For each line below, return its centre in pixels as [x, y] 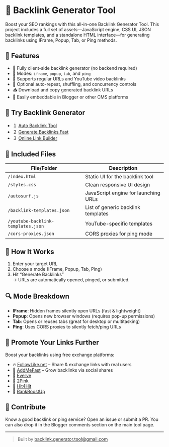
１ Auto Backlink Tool [34, 126]
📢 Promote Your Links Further [52, 343]
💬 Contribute [26, 407]
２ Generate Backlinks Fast [40, 132]
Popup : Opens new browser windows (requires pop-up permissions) [83, 316]
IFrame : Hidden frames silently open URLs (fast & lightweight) [76, 311]
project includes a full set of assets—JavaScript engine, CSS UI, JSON [78, 29]
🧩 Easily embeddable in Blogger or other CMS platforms [70, 97]
